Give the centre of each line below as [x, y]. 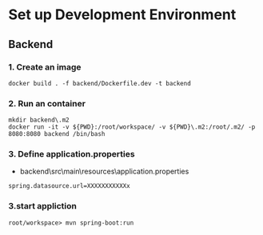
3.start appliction [43, 206]
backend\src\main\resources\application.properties [104, 171]
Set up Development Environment [122, 15]
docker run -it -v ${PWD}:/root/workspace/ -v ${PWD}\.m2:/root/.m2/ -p [132, 127]
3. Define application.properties [72, 154]
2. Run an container [47, 103]
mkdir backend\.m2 [39, 120]
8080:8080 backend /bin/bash [57, 134]
